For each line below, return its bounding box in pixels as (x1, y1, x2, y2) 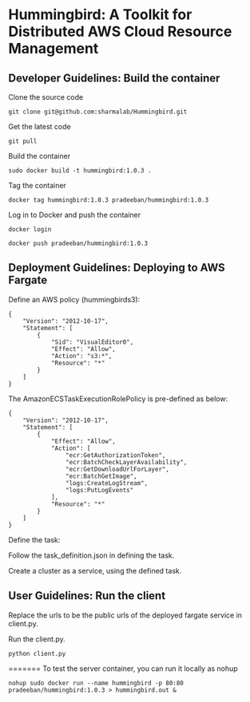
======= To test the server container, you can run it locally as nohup (8, 664, 238, 673)
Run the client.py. (8, 634, 65, 644)
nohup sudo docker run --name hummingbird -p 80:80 (8, 679, 184, 687)
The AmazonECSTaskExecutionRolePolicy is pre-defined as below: (8, 393, 228, 404)
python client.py (8, 649, 66, 657)
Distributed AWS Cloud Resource (8, 22, 232, 41)
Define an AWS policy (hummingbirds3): (8, 294, 141, 304)
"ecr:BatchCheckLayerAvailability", (65, 458, 188, 466)
